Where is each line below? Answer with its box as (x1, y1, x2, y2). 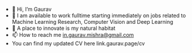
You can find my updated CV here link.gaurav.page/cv (11, 40, 145, 47)
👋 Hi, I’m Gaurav (11, 6, 52, 13)
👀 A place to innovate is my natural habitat (11, 24, 116, 32)
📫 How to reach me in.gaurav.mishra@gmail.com (11, 32, 134, 38)
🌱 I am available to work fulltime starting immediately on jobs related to (11, 12, 186, 19)
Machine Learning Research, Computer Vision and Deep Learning (11, 18, 174, 25)
